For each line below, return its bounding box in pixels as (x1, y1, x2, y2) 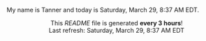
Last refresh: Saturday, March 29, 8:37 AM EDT (48, 27, 185, 34)
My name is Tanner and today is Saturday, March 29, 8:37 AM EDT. (6, 6, 200, 14)
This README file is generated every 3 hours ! (50, 19, 183, 27)
